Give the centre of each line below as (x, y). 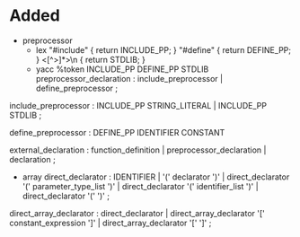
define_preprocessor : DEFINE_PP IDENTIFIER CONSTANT (117, 132)
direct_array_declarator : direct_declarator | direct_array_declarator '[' (137, 213)
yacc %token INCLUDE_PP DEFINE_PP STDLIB (122, 69)
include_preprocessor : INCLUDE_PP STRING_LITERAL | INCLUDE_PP (138, 105)
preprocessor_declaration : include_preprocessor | (129, 78)
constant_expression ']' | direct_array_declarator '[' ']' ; (110, 223)
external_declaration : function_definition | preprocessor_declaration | (138, 150)
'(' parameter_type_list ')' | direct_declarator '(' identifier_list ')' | (140, 186)
